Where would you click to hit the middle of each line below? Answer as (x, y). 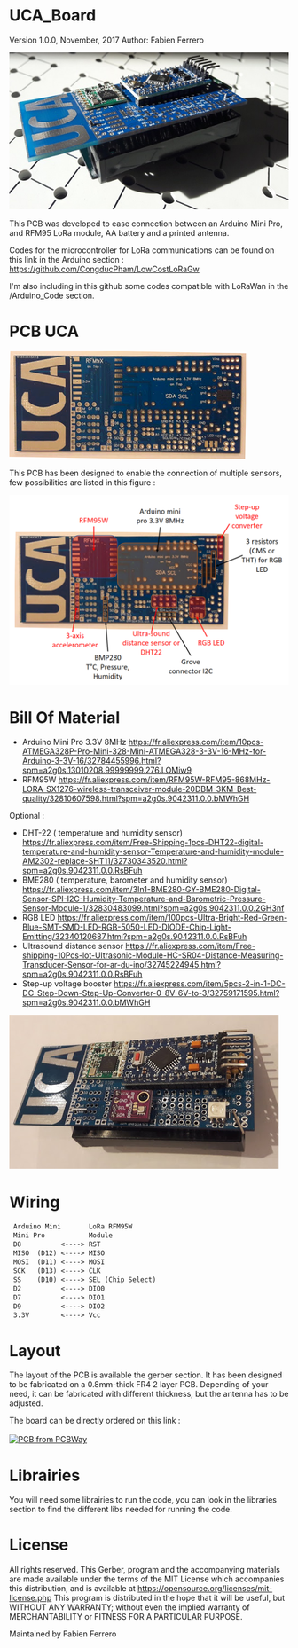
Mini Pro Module (63, 1236)
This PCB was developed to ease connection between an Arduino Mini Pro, (146, 224)
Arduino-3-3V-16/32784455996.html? (91, 761)
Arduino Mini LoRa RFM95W (73, 1227)
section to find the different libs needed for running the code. (121, 1510)
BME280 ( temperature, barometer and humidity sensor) (125, 880)
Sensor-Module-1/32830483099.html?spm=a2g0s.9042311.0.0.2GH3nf (153, 908)
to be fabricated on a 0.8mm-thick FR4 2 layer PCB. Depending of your (139, 1385)
